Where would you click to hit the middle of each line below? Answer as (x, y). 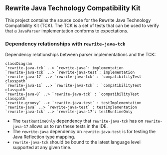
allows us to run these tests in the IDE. (69, 126)
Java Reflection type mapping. (44, 137)
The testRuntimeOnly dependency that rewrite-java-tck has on (78, 121)
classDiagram (19, 64)
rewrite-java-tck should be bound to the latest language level (77, 142)
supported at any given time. (42, 148)
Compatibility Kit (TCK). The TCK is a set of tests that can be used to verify (82, 25)
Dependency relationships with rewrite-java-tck (65, 43)
